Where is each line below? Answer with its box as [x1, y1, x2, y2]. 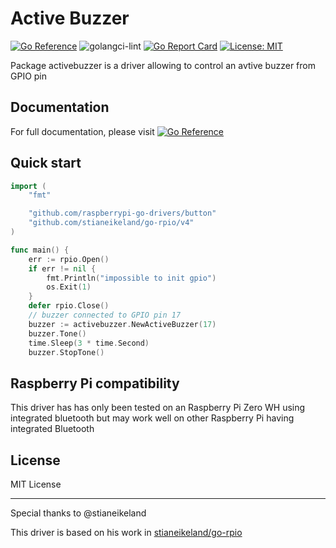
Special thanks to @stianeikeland [10, 507, 147, 519]
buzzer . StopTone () [28, 347, 105, 357]
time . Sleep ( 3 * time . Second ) [28, 338, 150, 348]
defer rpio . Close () [28, 301, 110, 311]
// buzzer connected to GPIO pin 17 [28, 310, 182, 321]
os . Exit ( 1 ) [46, 282, 92, 292]
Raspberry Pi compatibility [10, 375, 180, 392]
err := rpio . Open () [28, 254, 110, 264]
